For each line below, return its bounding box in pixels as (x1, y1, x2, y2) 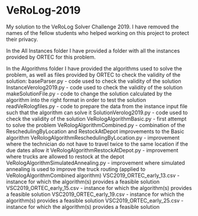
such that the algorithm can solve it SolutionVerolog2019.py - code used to (6, 109, 188, 116)
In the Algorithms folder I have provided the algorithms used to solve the (6, 65, 182, 72)
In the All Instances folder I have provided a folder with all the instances (6, 47, 180, 54)
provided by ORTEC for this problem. (6, 53, 96, 60)
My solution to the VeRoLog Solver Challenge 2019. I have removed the (6, 23, 179, 30)
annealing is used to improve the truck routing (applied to (6, 165, 146, 172)
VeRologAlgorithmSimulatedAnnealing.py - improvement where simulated (6, 159, 185, 166)
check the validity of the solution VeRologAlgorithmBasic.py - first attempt (6, 115, 187, 122)
